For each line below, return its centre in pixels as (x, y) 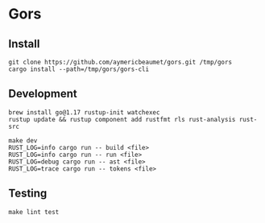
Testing (28, 194)
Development (43, 94)
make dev (23, 140)
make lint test (34, 212)
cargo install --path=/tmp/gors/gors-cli (79, 69)
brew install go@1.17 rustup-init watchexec (84, 112)
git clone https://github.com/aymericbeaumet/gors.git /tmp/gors (120, 62)
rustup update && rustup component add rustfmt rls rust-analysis (122, 119)
